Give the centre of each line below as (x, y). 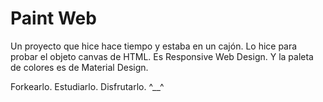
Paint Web (53, 18)
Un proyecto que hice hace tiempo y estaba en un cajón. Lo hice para (154, 46)
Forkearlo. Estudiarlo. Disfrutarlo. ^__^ (87, 86)
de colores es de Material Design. (79, 67)
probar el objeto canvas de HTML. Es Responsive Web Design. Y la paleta (162, 56)
